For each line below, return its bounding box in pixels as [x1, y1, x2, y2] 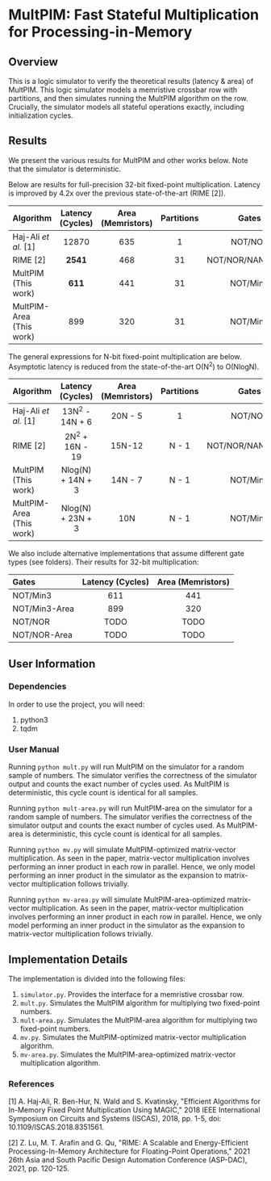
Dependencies [8, 681, 67, 692]
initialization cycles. [8, 111, 74, 120]
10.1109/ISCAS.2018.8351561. [8, 1122, 105, 1132]
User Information [8, 656, 96, 671]
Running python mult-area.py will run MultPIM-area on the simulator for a [8, 803, 252, 813]
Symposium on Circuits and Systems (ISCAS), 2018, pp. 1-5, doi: [8, 1114, 222, 1124]
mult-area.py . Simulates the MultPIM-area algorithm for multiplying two [19, 1015, 258, 1024]
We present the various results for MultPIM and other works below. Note [8, 155, 248, 165]
